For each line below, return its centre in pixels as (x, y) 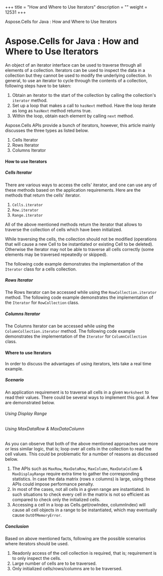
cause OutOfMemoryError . (37, 515)
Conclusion (17, 526)
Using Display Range (26, 414)
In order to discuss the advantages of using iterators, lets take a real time (78, 363)
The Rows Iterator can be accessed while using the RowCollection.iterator (81, 292)
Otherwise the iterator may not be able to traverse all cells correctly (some (80, 249)
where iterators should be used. (37, 544)
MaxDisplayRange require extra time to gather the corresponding (76, 474)
